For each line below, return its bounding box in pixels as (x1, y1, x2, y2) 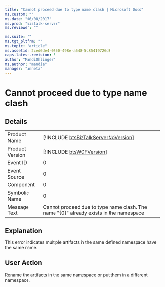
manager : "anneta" (5, 66, 43, 71)
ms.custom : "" (5, 12, 34, 17)
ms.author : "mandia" (5, 62, 48, 67)
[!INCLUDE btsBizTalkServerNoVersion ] (43, 134, 134, 141)
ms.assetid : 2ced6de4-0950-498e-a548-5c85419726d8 (5, 48, 111, 53)
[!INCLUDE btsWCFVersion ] (43, 148, 107, 155)
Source (7, 174, 25, 181)
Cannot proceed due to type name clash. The (43, 204, 147, 210)
